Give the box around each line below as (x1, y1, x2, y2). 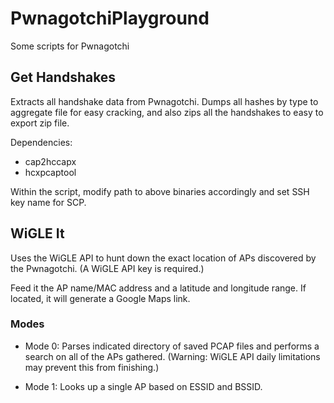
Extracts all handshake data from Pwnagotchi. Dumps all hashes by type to (10, 95, 319, 107)
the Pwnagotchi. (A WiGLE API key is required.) (10, 262, 205, 274)
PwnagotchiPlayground (10, 7, 210, 30)
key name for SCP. (10, 196, 87, 208)
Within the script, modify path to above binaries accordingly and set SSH (10, 185, 310, 197)
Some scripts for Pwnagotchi (10, 40, 130, 52)
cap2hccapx (24, 155, 77, 167)
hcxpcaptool (24, 166, 77, 178)
